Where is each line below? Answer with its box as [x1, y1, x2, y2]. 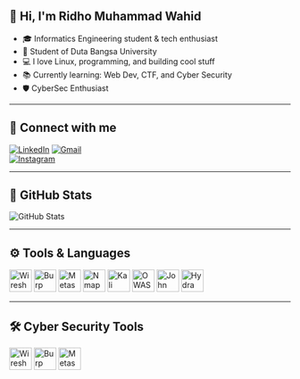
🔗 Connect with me [9, 120, 117, 136]
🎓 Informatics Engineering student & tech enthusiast [21, 33, 219, 44]
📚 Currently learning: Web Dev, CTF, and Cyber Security [21, 69, 232, 80]
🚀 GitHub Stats [9, 188, 92, 203]
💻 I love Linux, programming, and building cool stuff [21, 55, 216, 67]
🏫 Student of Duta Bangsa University [21, 45, 158, 56]
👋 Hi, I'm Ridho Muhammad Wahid [9, 9, 202, 24]
